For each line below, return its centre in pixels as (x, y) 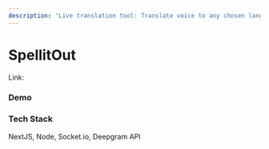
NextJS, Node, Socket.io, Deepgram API (75, 136)
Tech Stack (31, 119)
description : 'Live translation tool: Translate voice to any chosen (127, 16)
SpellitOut (42, 55)
